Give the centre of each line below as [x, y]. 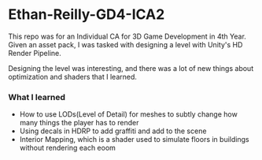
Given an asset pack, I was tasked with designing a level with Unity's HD [125, 44]
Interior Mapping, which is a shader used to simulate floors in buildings [134, 140]
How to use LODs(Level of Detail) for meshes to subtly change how [128, 114]
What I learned [37, 97]
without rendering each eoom [68, 148]
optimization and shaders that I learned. [73, 76]
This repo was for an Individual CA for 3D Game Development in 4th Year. [127, 36]
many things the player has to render [79, 123]
